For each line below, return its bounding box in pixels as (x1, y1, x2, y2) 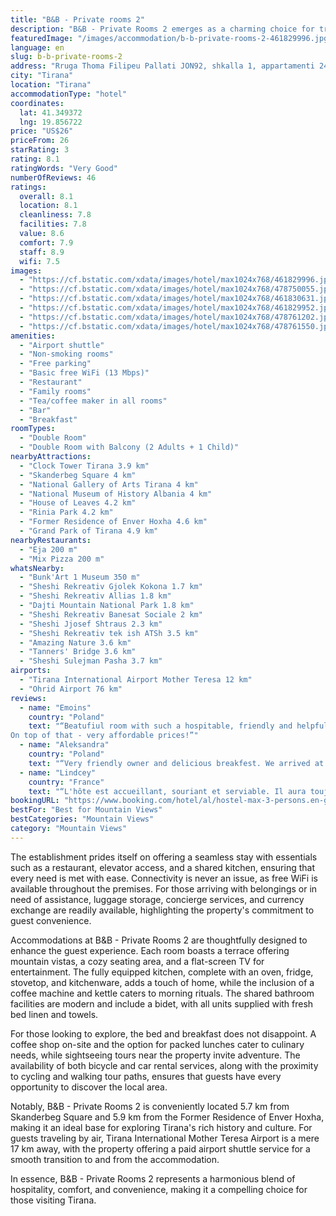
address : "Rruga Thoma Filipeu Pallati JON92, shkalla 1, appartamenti (10, 61, 315, 71)
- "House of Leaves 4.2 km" (19, 498, 137, 508)
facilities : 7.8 (19, 219, 87, 230)
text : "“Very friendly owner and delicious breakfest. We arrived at (28, 758, 325, 768)
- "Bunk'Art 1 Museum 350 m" (19, 572, 141, 583)
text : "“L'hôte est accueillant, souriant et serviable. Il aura (28, 786, 307, 796)
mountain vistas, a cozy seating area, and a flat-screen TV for (10, 955, 265, 967)
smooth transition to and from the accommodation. (10, 1153, 220, 1165)
